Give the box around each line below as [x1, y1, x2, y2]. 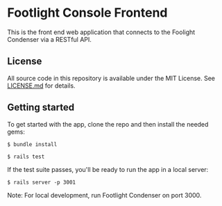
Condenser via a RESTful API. [7, 35, 92, 43]
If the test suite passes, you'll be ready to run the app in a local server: [7, 165, 209, 173]
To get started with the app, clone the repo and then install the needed [7, 120, 209, 128]
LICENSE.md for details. [7, 81, 76, 90]
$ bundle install [7, 141, 58, 148]
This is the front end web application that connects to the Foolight [7, 28, 196, 36]
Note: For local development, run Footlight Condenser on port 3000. [7, 191, 202, 199]
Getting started [7, 102, 75, 113]
